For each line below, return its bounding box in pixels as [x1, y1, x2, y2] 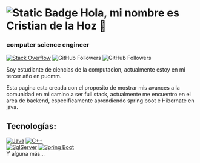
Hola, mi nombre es [80, 6, 180, 20]
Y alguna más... [6, 150, 45, 158]
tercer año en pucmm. [6, 73, 62, 80]
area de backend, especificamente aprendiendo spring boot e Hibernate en [6, 97, 195, 104]
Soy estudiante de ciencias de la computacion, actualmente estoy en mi [6, 66, 186, 73]
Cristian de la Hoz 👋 [6, 19, 107, 33]
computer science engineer [6, 41, 90, 49]
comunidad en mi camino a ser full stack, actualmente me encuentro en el [6, 91, 191, 98]
